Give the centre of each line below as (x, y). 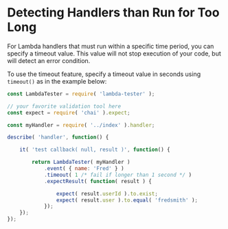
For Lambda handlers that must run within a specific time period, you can (111, 46)
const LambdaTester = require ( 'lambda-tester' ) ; (81, 94)
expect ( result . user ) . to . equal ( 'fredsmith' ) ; (127, 200)
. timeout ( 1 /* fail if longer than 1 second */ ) (118, 175)
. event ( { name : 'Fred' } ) (84, 169)
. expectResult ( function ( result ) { (98, 181)
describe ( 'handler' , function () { (58, 137)
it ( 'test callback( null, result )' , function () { (95, 150)
